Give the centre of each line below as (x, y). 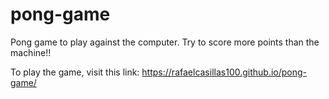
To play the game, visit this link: (75, 72)
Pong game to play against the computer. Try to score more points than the (165, 42)
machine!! (31, 52)
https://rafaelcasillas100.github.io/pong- (224, 72)
